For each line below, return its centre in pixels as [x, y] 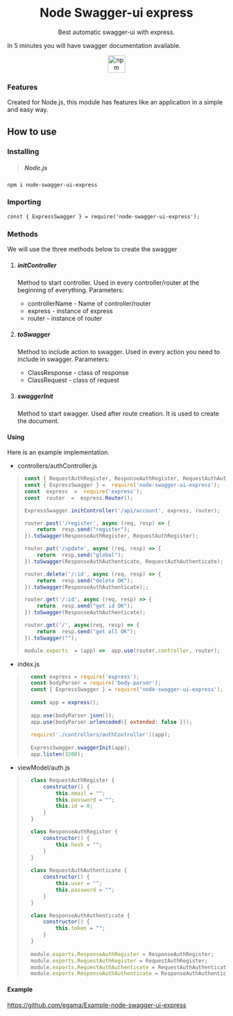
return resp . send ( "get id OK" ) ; [85, 606]
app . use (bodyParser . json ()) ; [73, 715]
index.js [28, 664]
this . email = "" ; [80, 793]
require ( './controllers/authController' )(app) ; [101, 735]
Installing [23, 151]
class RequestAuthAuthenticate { [79, 871]
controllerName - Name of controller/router [89, 303]
